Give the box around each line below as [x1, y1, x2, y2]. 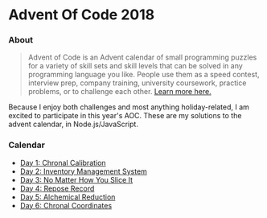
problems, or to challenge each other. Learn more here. [27, 87, 212, 97]
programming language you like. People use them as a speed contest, [27, 70, 260, 80]
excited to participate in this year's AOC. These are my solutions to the [8, 111, 242, 121]
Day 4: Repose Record [19, 183, 95, 193]
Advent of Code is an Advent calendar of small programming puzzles [27, 52, 257, 62]
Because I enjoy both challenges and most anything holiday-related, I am [8, 102, 249, 112]
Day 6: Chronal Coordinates [19, 200, 113, 210]
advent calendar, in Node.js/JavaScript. [8, 119, 139, 130]
